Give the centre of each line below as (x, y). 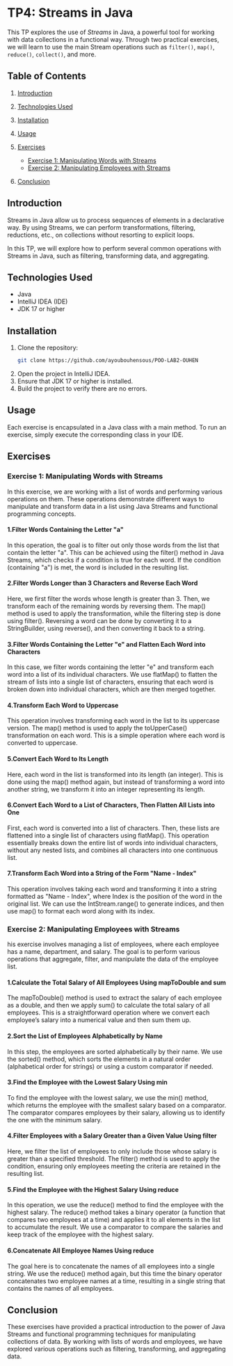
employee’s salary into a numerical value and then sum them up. (99, 1020)
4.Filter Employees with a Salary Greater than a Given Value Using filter (112, 1136)
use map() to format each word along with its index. (81, 911)
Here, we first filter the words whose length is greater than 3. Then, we (109, 598)
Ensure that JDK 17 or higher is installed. (75, 382)
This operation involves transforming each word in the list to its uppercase (114, 721)
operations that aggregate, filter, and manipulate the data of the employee (113, 959)
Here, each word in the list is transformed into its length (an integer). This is (115, 774)
